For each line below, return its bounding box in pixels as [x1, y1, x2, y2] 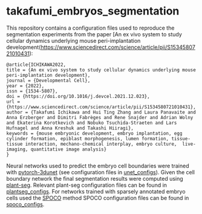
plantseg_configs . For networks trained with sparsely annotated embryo [6, 187, 186, 195]
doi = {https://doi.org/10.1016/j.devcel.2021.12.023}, [6, 93, 150, 99]
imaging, [6, 146, 28, 152]
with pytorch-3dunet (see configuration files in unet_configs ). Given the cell [6, 168, 195, 176]
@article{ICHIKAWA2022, [6, 62, 67, 68]
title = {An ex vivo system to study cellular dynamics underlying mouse [6, 66, 197, 73]
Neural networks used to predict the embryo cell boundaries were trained [6, 162, 189, 169]
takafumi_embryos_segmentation [6, 4, 180, 18]
